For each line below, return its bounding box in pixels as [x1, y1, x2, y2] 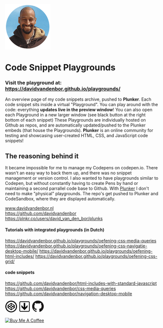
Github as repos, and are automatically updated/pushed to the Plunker [5, 122, 146, 128]
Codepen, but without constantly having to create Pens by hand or [5, 181, 139, 186]
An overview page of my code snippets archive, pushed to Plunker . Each [5, 96, 152, 102]
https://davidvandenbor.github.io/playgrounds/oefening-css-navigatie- [5, 243, 147, 249]
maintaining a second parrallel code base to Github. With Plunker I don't [5, 185, 149, 191]
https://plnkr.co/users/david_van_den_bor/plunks [5, 216, 103, 221]
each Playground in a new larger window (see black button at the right [5, 112, 146, 118]
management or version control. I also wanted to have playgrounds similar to [5, 175, 159, 181]
